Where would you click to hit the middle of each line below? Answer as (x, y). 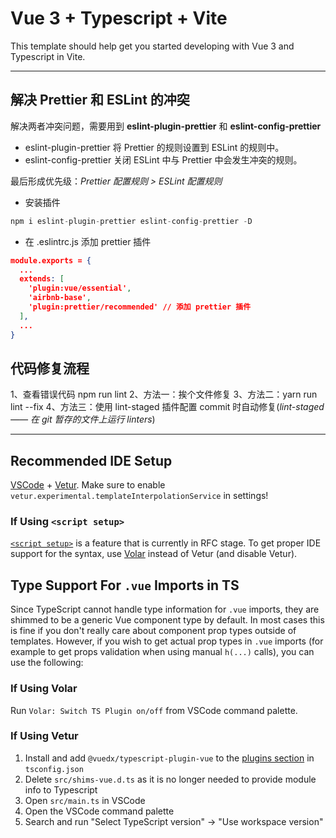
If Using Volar (44, 689)
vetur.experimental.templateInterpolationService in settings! (139, 496)
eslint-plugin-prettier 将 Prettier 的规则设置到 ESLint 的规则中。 (154, 147)
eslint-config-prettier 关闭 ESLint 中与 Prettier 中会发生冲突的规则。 (163, 159)
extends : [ (42, 279)
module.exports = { (51, 260)
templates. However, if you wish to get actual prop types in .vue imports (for (167, 641)
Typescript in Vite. (48, 56)
